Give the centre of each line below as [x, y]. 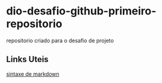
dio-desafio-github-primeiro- [81, 11]
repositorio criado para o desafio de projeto [60, 40]
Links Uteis [28, 59]
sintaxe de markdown [33, 74]
